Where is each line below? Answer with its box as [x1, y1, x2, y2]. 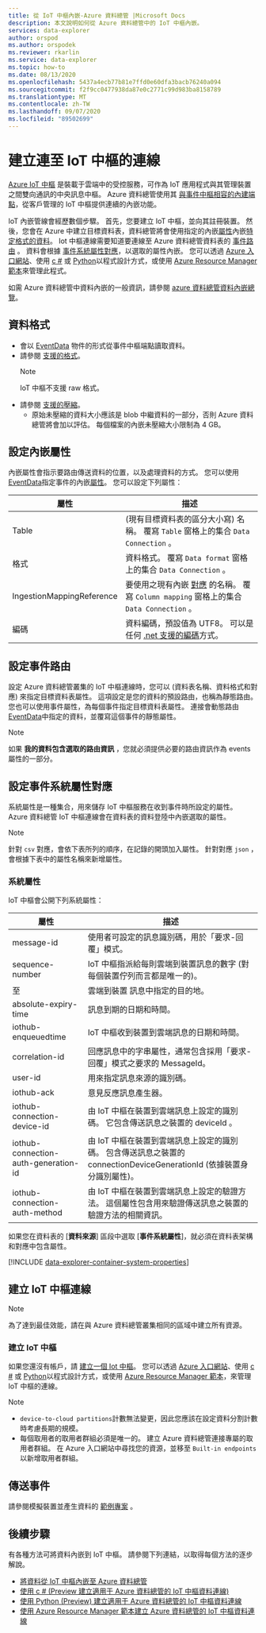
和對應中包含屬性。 [8, 1241, 71, 1251]
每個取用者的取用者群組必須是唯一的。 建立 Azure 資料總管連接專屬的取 [19, 1434, 253, 1443]
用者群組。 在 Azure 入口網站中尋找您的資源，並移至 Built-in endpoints [19, 1443, 257, 1453]
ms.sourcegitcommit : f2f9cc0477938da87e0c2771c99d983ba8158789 [8, 85, 222, 94]
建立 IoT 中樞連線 [8, 1282, 92, 1295]
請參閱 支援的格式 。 [19, 350, 85, 360]
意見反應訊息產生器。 [87, 1087, 168, 1098]
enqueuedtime [12, 1032, 66, 1043]
